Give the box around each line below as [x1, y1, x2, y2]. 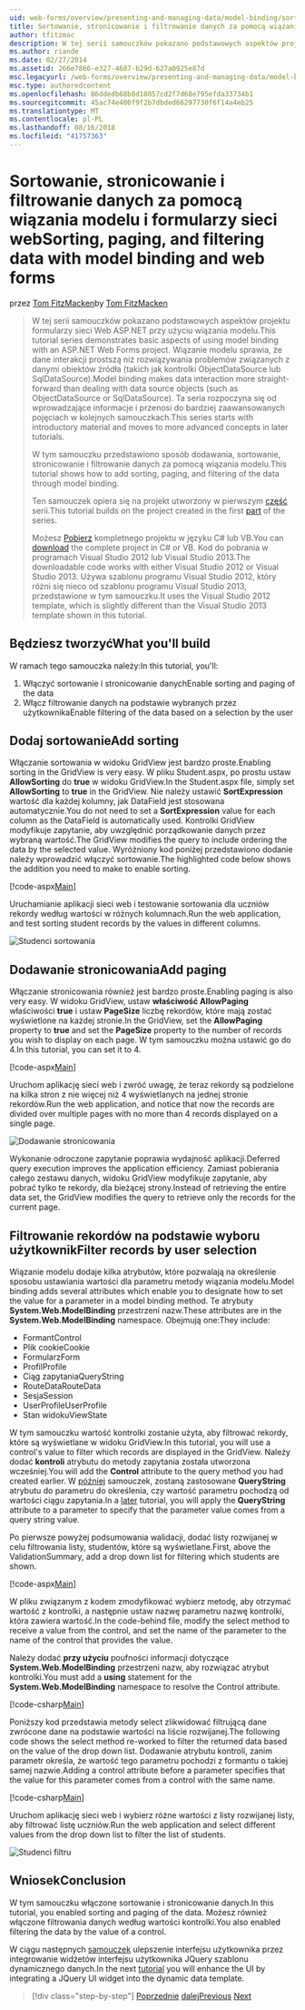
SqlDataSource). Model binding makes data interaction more [31, 373, 256, 384]
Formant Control [22, 1332, 82, 1343]
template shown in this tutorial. [31, 609, 147, 620]
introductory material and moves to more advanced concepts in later [31, 421, 289, 432]
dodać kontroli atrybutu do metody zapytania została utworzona [9, 1456, 251, 1467]
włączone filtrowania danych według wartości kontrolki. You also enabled [9, 1916, 281, 1927]
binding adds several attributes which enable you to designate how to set [9, 1286, 283, 1297]
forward [31, 383, 62, 394]
